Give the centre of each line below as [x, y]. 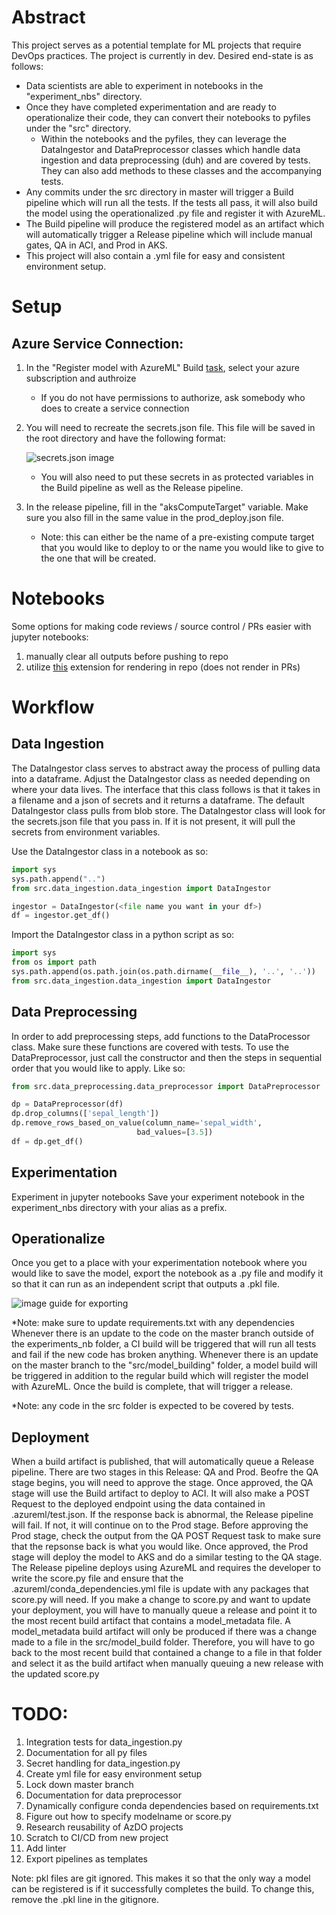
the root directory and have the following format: [125, 438]
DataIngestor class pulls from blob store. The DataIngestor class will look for [168, 810]
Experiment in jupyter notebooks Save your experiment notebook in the [158, 1197]
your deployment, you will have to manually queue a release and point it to [164, 1610]
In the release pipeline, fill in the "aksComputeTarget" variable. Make [167, 507]
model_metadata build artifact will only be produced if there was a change [164, 1632]
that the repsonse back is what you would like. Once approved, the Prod [160, 1547]
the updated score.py [55, 1674]
